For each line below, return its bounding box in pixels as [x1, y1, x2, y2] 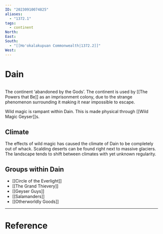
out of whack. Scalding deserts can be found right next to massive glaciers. [5, 146, 156, 152]
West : [5, 48, 16, 52]
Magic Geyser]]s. [5, 114, 40, 119]
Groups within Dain [5, 165, 64, 173]
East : [5, 34, 16, 39]
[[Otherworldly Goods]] [12, 199, 59, 204]
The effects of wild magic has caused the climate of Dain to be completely [5, 141, 154, 147]
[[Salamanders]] [12, 194, 45, 200]
